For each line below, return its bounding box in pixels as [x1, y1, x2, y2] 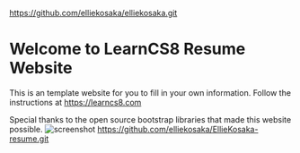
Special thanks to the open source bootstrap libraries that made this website [9, 114, 292, 124]
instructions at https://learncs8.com [9, 97, 142, 107]
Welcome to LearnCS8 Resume [9, 39, 246, 59]
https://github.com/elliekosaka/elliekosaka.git [9, 8, 178, 18]
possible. [9, 123, 43, 134]
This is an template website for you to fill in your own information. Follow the [9, 87, 292, 98]
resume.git [9, 133, 49, 144]
